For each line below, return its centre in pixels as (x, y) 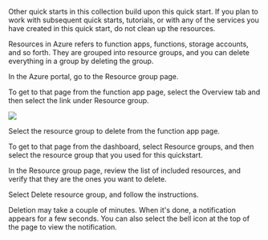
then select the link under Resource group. (79, 100)
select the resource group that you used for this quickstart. (106, 155)
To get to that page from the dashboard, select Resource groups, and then (131, 146)
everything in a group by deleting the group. (81, 61)
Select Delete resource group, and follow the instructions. (104, 194)
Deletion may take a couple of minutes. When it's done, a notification (122, 210)
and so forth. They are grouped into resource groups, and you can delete (129, 52)
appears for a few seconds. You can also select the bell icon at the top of (129, 218)
